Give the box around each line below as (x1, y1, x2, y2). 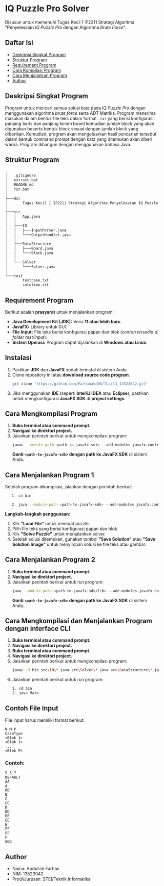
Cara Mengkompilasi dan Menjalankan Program (5, 616, 152, 625)
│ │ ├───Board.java (5, 246, 54, 251)
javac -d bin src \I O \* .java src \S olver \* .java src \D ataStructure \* (12, 668, 153, 673)
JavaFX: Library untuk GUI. (12, 324, 67, 329)
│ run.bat (5, 187, 29, 192)
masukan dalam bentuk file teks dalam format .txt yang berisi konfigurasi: (5, 115, 155, 121)
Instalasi (5, 354, 32, 362)
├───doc (5, 196, 21, 201)
